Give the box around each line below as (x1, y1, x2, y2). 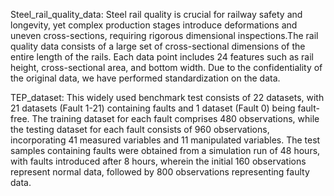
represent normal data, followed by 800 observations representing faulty (10, 166, 310, 178)
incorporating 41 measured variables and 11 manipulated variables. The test (10, 134, 321, 146)
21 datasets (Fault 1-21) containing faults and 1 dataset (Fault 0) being (10, 102, 296, 114)
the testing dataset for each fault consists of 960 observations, (10, 124, 270, 135)
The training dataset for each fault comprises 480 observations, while (31, 113, 320, 124)
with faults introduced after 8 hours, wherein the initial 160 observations (10, 155, 307, 167)
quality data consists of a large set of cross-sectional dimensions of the (10, 40, 306, 52)
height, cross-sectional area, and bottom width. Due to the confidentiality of (10, 62, 323, 73)
